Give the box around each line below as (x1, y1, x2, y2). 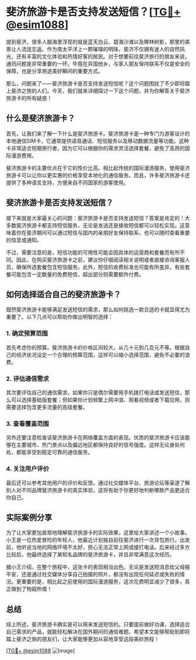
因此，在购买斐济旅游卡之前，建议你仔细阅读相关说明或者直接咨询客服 (16, 256, 185, 263)
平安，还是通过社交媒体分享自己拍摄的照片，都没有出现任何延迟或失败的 (6, 571, 180, 578)
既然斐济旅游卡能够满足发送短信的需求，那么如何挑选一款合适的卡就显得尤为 (6, 306, 190, 313)
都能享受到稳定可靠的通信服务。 (16, 449, 93, 456)
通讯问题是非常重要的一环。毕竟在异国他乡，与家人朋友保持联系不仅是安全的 (6, 60, 190, 67)
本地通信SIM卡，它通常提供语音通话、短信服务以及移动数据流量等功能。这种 (6, 137, 190, 144)
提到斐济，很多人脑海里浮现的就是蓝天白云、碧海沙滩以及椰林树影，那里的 (6, 38, 185, 45)
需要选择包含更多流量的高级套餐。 (6, 403, 88, 410)
